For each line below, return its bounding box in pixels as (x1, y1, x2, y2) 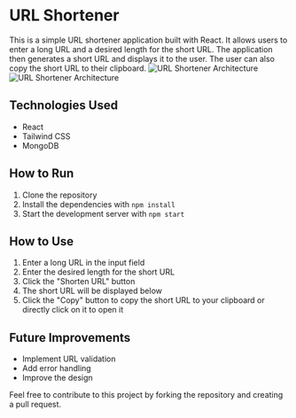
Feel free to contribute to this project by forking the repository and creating (9, 390, 284, 400)
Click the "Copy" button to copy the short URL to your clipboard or (21, 295, 265, 306)
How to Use (9, 234, 74, 249)
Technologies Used (9, 98, 118, 113)
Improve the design (21, 373, 93, 383)
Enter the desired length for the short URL (21, 267, 175, 277)
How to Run (9, 166, 74, 182)
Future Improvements (9, 329, 131, 345)
